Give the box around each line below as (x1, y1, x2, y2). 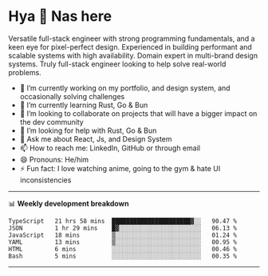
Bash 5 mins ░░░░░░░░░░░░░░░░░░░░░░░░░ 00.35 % (8, 252, 238, 260)
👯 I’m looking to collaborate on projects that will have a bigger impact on (19, 108, 258, 118)
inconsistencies (19, 175, 72, 185)
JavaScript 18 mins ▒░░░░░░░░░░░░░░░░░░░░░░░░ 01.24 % (8, 231, 238, 239)
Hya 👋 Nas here (8, 7, 112, 26)
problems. (8, 67, 41, 77)
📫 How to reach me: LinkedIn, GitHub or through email (19, 143, 201, 153)
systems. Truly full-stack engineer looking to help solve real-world (8, 59, 227, 69)
